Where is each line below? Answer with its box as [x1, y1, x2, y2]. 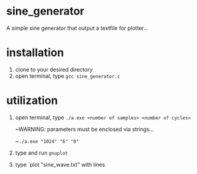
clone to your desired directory [15, 66, 93, 73]
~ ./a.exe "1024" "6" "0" [15, 137, 79, 144]
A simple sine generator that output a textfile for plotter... [6, 24, 148, 32]
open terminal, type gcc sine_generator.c [15, 72, 120, 80]
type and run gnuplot [15, 149, 68, 156]
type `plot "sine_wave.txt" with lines [15, 161, 105, 168]
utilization [6, 94, 58, 108]
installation [6, 46, 64, 60]
